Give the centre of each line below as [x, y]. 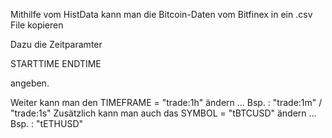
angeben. [30, 83]
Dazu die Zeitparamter [56, 44]
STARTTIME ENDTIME [56, 63]
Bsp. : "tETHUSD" [47, 123]
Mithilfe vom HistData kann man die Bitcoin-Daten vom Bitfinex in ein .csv [161, 14]
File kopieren [37, 25]
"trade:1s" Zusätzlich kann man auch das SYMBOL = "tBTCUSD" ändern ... [163, 113]
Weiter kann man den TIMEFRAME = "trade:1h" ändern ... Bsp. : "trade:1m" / [166, 102]
